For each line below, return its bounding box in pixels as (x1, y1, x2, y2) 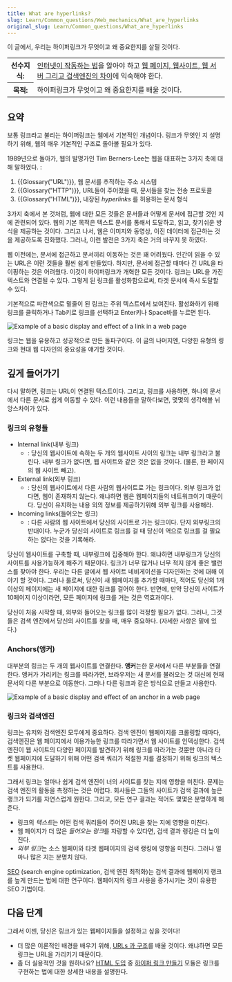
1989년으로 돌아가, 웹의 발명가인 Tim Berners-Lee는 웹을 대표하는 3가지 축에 (7, 154, 216, 163)
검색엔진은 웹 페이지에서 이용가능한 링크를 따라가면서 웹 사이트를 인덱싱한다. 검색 (7, 736, 225, 745)
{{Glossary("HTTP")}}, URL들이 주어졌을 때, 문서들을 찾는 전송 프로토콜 (17, 186, 213, 194)
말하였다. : (14, 163, 43, 172)
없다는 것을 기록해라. (40, 536, 97, 544)
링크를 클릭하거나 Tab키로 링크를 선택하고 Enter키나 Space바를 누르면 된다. (7, 309, 211, 317)
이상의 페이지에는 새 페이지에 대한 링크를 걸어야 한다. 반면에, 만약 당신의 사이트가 (7, 585, 224, 593)
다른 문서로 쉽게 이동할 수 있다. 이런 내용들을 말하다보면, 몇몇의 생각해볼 (19, 396, 213, 403)
